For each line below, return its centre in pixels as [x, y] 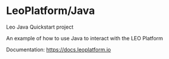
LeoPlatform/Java [51, 11]
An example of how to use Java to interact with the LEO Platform [85, 38]
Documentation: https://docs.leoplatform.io [58, 49]
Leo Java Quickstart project [40, 27]
